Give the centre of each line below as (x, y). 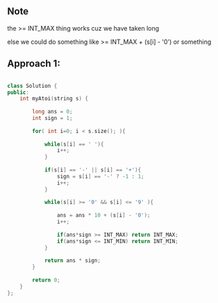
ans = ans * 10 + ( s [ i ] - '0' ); (103, 215)
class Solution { (32, 86)
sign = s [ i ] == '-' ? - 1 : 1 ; (100, 176)
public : (18, 92)
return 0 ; (46, 280)
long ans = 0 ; (52, 112)
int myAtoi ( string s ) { (54, 99)
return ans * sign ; (72, 261)
